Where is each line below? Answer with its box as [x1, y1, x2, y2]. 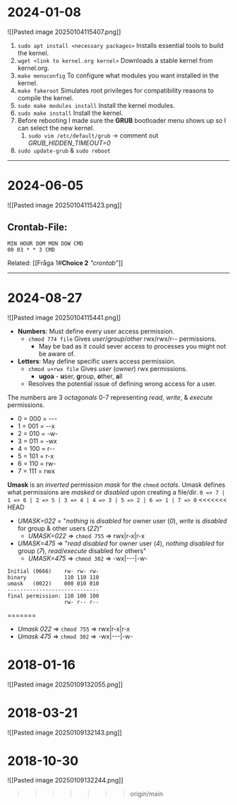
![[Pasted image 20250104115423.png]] [7, 200, 122, 209]
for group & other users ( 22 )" [17, 523, 102, 533]
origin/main [130, 789, 164, 798]
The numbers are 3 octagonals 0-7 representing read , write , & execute [7, 393, 213, 401]
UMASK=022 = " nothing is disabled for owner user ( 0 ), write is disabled [17, 516, 227, 525]
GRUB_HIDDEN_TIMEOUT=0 [28, 138, 111, 147]
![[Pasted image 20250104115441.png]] [7, 313, 121, 322]
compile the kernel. [17, 93, 74, 102]
